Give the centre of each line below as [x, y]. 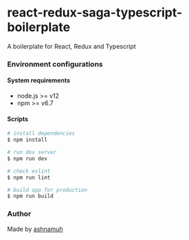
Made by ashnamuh [35, 229]
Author [19, 214]
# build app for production [47, 190]
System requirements [39, 80]
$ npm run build [30, 196]
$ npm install [27, 140]
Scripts [18, 119]
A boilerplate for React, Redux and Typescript [71, 46]
